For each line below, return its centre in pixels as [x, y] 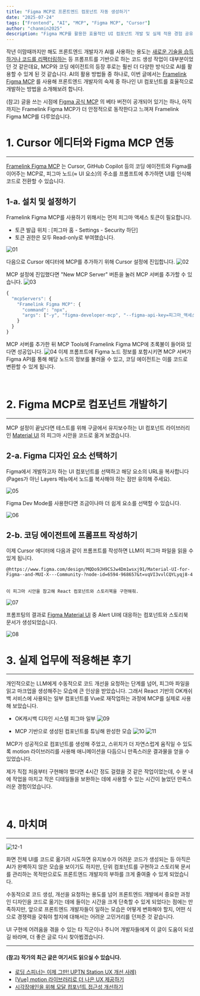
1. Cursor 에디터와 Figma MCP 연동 [90, 143]
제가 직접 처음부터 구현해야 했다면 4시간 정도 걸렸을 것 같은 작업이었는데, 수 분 [97, 771]
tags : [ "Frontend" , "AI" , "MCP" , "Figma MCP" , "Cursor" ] [78, 23]
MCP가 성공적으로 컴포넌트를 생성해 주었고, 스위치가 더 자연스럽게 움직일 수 [94, 744]
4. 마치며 [27, 824]
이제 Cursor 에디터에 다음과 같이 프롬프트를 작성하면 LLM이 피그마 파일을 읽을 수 [100, 551]
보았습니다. [25, 706]
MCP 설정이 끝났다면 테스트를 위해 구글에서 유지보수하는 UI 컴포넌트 [85, 428]
